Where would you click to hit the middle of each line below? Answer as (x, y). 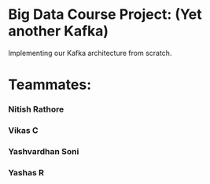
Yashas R (26, 172)
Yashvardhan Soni (44, 151)
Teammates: (50, 85)
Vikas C (23, 130)
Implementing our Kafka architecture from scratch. (90, 53)
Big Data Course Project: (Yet (105, 15)
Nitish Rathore (36, 109)
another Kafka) (58, 31)
